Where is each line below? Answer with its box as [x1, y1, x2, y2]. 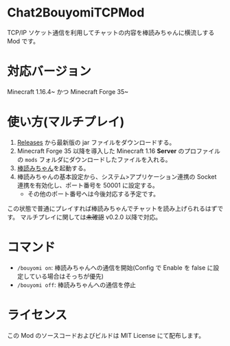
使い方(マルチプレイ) [7, 115, 125, 130]
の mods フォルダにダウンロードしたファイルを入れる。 [16, 155, 172, 163]
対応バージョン [7, 64, 91, 80]
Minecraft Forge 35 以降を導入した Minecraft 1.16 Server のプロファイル [16, 146, 221, 155]
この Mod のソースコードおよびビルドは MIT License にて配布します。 [7, 331, 205, 339]
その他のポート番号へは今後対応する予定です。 [27, 189, 160, 198]
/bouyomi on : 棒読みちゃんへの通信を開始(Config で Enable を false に [16, 263, 214, 272]
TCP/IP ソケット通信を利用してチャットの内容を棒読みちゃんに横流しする [7, 28, 215, 36]
